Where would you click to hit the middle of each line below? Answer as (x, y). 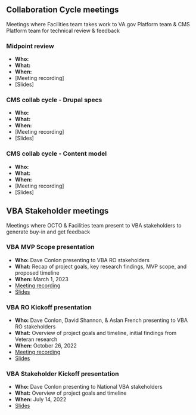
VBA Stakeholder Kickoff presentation (63, 374)
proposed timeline (37, 273)
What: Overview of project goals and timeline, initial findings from (96, 333)
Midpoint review (30, 46)
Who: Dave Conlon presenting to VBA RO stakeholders (82, 260)
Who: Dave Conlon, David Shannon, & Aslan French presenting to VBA (101, 320)
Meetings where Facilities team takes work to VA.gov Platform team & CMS (98, 24)
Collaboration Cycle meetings (63, 10)
